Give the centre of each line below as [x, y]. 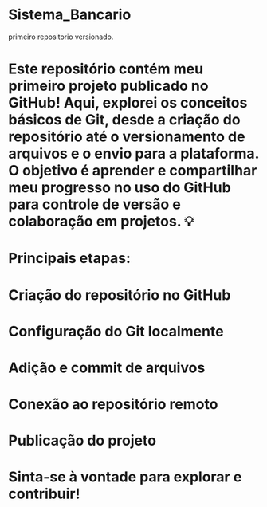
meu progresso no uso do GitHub [120, 188]
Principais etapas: [70, 259]
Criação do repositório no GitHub [120, 295]
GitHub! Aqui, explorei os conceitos [128, 103]
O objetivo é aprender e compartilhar [133, 171]
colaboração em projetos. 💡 [101, 222]
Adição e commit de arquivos [107, 367]
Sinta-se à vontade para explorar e [125, 477]
